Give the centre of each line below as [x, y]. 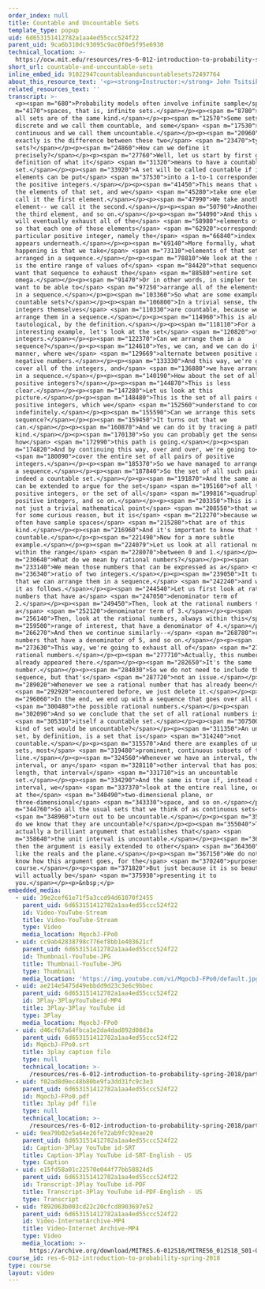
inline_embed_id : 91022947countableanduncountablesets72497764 [114, 74]
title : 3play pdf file [60, 1104]
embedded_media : [35, 890]
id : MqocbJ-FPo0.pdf [56, 1096]
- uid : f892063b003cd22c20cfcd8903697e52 [84, 1207]
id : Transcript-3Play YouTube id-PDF [84, 1185]
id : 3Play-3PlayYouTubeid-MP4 [72, 1001]
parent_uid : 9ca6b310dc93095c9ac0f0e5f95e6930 [86, 45]
